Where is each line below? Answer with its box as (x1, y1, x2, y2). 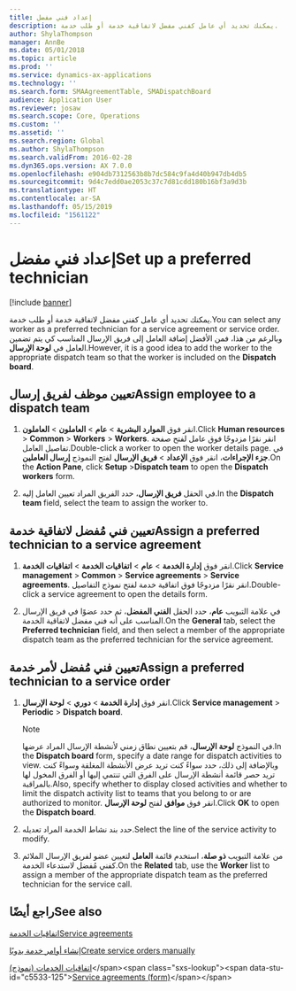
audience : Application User (9, 95, 113, 105)
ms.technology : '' (9, 79, 77, 88)
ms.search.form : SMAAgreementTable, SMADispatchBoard (9, 87, 212, 96)
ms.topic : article (9, 54, 77, 63)
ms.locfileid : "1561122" (9, 210, 101, 220)
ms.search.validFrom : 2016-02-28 (9, 152, 133, 162)
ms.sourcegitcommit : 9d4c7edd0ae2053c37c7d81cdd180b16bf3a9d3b (9, 178, 247, 187)
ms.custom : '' (9, 120, 62, 129)
